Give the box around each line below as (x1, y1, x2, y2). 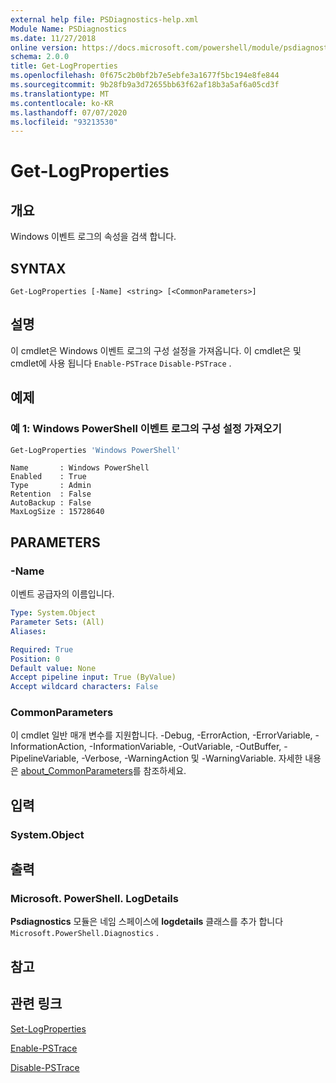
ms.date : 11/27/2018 (10, 33, 97, 43)
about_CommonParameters (20, 765, 133, 777)
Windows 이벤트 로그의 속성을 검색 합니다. (10, 231, 177, 243)
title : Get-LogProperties (10, 61, 118, 71)
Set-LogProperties (10, 1022, 87, 1035)
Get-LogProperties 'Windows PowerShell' (10, 445, 182, 455)
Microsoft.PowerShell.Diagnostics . (10, 927, 160, 939)
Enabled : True (10, 472, 87, 482)
